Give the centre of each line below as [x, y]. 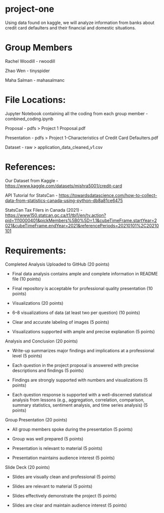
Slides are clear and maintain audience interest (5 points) [69, 505]
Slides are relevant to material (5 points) [52, 486]
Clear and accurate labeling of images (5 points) [61, 322]
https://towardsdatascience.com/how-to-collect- [108, 195]
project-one [30, 9]
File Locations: [35, 100]
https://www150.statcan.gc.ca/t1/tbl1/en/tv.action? [56, 215]
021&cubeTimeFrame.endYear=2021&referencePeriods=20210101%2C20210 [82, 225]
